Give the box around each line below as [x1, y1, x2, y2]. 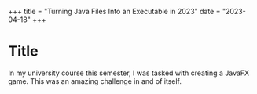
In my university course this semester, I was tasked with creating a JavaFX [8, 68, 250, 78]
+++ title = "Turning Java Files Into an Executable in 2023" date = [8, 7, 221, 16]
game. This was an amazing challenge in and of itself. [8, 76, 182, 85]
